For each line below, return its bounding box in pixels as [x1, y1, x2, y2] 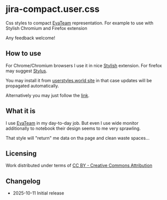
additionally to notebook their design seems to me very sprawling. [5, 125, 141, 131]
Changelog [5, 177, 41, 185]
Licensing [5, 149, 37, 158]
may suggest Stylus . [5, 68, 48, 74]
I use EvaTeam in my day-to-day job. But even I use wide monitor [5, 120, 139, 126]
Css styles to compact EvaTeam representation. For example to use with [5, 20, 154, 26]
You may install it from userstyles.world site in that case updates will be [5, 77, 152, 83]
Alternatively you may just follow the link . [5, 92, 90, 98]
